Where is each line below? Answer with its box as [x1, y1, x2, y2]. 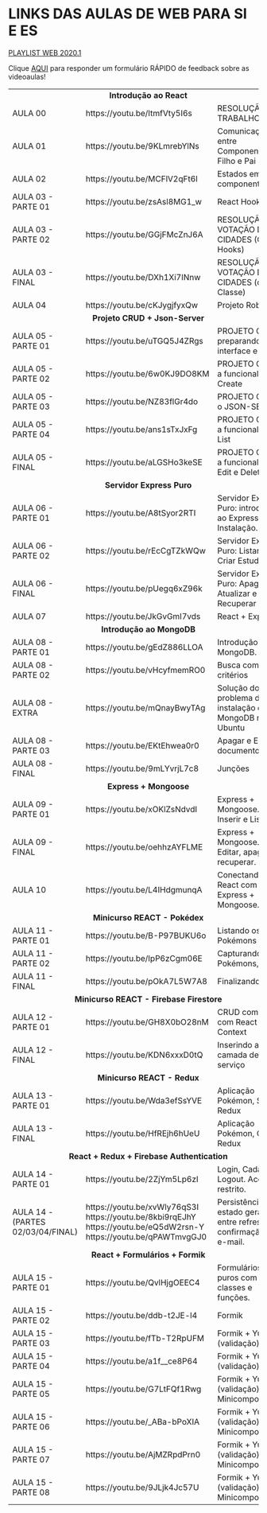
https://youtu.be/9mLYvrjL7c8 [85, 763, 199, 774]
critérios [217, 669, 249, 680]
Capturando [217, 947, 262, 959]
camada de [217, 1049, 260, 1060]
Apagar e [217, 735, 252, 746]
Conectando [217, 869, 264, 880]
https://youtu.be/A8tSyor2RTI [85, 507, 196, 518]
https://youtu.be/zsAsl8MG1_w [85, 196, 203, 207]
